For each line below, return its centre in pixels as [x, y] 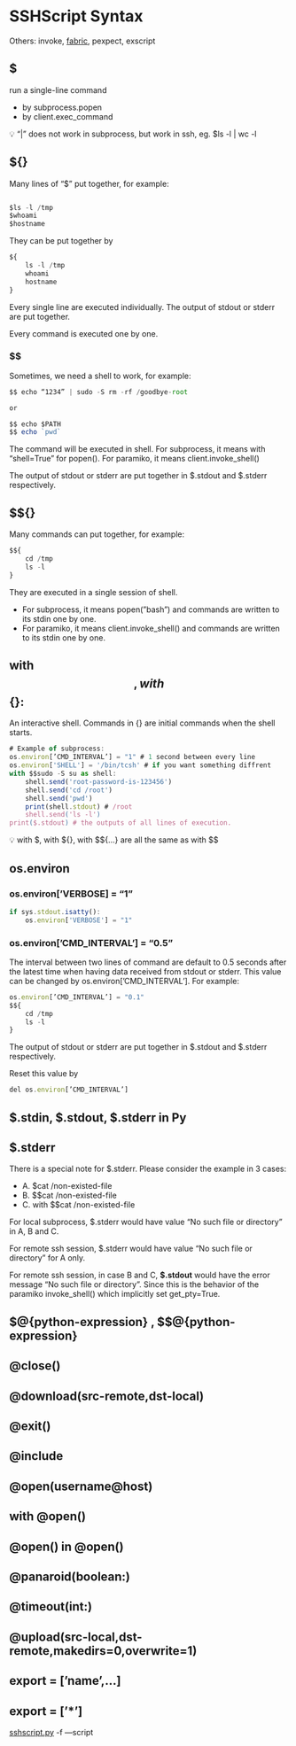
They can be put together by [61, 241]
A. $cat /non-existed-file [67, 1186]
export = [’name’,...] [65, 1681]
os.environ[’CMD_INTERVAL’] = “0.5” [91, 943]
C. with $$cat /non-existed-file [78, 1205]
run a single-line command [58, 89]
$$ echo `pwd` [35, 432]
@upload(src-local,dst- [76, 1637]
